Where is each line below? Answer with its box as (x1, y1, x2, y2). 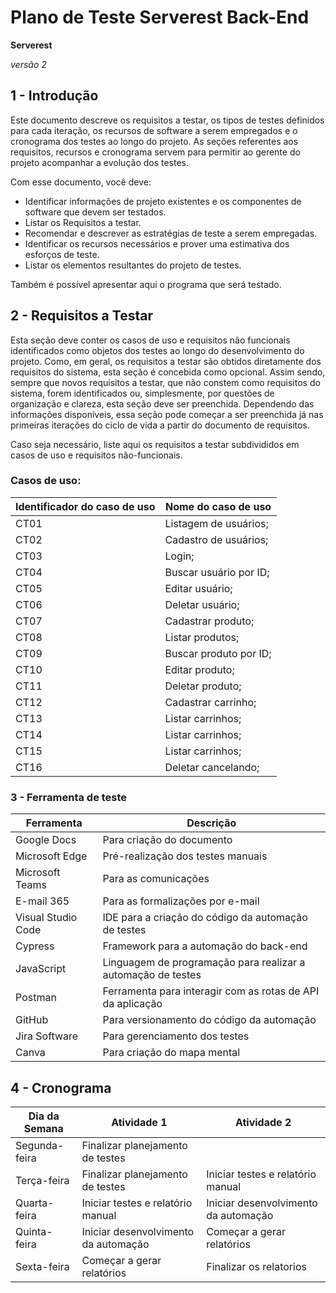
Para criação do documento (102, 833, 233, 847)
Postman (15, 991, 57, 1005)
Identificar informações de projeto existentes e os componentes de (24, 195, 302, 207)
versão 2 (10, 58, 47, 70)
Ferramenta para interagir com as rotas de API (102, 984, 320, 998)
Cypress (15, 939, 55, 953)
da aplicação (102, 997, 163, 1011)
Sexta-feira (15, 1259, 70, 1273)
